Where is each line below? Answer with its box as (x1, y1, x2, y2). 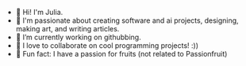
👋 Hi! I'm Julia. (15, 8, 63, 16)
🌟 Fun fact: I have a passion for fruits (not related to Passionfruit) (15, 49, 228, 58)
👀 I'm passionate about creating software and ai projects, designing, (15, 16, 240, 25)
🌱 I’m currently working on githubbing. (15, 32, 141, 42)
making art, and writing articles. (15, 24, 120, 33)
